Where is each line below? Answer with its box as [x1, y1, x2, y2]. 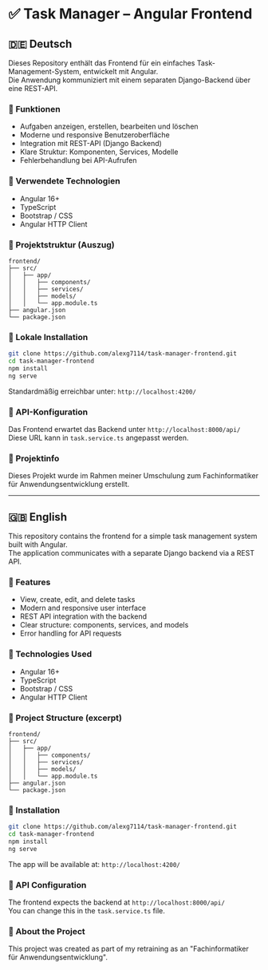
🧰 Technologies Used [8, 648, 93, 659]
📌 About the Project [8, 926, 85, 936]
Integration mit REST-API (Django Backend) [19, 139, 162, 148]
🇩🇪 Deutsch [8, 37, 73, 50]
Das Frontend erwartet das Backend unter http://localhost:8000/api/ [8, 424, 241, 434]
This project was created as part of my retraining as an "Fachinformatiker [8, 944, 250, 954]
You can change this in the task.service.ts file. [8, 906, 165, 916]
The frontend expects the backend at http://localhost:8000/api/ [8, 897, 226, 907]
